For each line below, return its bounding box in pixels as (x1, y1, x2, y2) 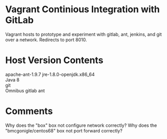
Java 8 (5, 76, 19, 82)
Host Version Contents (5, 54, 103, 66)
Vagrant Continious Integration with (5, 4, 160, 15)
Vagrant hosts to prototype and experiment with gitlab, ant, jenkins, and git (5, 31, 162, 37)
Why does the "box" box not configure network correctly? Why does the (5, 122, 157, 128)
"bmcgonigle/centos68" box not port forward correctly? (5, 127, 123, 133)
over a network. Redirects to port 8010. (5, 37, 88, 43)
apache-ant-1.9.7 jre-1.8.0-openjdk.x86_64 (5, 71, 95, 77)
